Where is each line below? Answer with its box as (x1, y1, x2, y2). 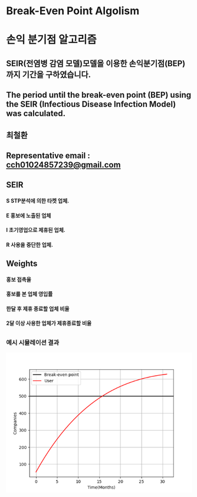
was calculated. (6, 108, 66, 119)
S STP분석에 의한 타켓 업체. (6, 197, 70, 204)
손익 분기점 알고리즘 (6, 33, 97, 47)
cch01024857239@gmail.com (6, 160, 121, 170)
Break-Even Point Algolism (6, 4, 140, 18)
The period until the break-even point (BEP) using (6, 90, 192, 100)
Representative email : (6, 150, 90, 160)
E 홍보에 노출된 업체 (6, 212, 51, 219)
